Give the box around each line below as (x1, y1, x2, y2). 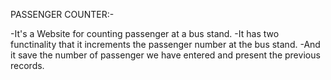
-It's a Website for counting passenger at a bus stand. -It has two (10, 28, 280, 39)
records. (10, 60, 45, 71)
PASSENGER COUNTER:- (10, 9, 115, 20)
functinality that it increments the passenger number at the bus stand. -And (10, 39, 321, 50)
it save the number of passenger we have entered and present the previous (10, 49, 321, 61)
